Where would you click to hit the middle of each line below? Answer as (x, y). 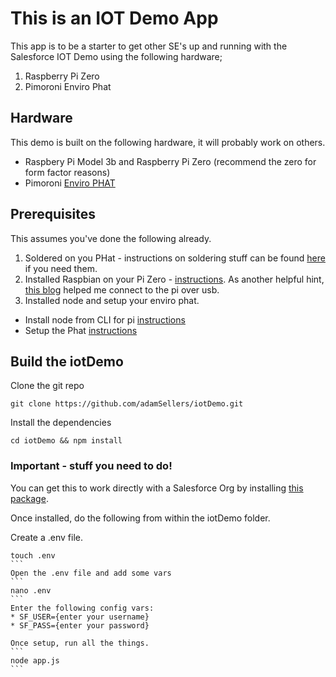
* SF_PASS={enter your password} (80, 625)
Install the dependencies (61, 423)
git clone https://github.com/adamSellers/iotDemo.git (127, 404)
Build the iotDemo (67, 361)
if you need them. (61, 268)
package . (29, 498)
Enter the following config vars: (82, 608)
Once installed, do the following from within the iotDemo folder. (140, 518)
